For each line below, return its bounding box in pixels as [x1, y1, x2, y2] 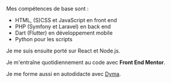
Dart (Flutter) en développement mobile [14, 29, 113, 36]
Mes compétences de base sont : [6, 5, 89, 12]
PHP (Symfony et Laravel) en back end [14, 23, 111, 30]
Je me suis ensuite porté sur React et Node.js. [6, 47, 121, 54]
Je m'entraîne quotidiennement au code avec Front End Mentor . [6, 59, 166, 66]
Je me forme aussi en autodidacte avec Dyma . [6, 70, 121, 77]
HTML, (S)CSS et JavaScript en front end [14, 17, 117, 23]
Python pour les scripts [14, 36, 73, 42]
